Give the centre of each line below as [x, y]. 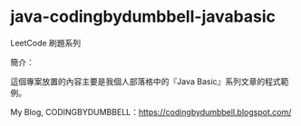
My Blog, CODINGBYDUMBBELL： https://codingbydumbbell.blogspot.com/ [151, 111]
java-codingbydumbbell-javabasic [143, 17]
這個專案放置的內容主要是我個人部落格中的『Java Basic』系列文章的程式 [146, 81]
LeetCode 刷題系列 [46, 43]
